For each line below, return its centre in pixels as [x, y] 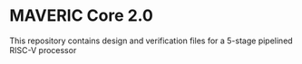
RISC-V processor [43, 50]
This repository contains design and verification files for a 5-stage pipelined [151, 41]
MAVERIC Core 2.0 [82, 16]
